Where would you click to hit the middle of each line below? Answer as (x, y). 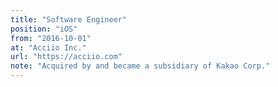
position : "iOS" (44, 29)
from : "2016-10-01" (51, 38)
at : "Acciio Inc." (48, 47)
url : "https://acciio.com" (66, 57)
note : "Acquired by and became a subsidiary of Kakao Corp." (140, 66)
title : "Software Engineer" (69, 19)
